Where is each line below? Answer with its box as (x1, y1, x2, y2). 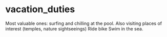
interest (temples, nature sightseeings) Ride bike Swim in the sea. (5, 25, 143, 31)
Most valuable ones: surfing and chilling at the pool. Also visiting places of (5, 20, 162, 26)
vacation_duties (5, 4, 75, 15)
